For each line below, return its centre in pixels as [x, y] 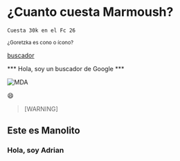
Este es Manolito [44, 131]
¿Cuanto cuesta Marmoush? [90, 12]
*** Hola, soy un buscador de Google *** [66, 68]
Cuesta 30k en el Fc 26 [42, 30]
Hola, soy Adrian [36, 151]
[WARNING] [41, 108]
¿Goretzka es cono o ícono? [40, 42]
